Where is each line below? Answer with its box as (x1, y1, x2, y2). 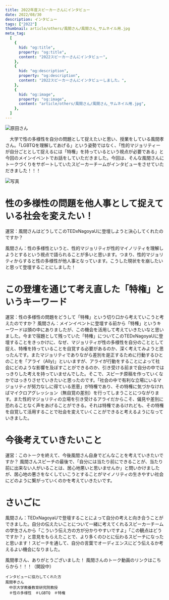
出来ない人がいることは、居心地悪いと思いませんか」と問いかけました (14, 465, 160, 471)
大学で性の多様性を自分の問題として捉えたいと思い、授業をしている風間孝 (9, 136, 164, 142)
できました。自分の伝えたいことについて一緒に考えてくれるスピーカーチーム (5, 521, 164, 527)
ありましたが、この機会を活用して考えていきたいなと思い (44, 326, 164, 332)
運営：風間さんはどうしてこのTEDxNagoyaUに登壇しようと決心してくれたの (5, 228, 164, 234)
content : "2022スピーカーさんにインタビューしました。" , (18, 78, 127, 83)
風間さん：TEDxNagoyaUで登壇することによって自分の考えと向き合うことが (5, 515, 164, 521)
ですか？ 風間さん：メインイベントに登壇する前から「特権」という (18, 320, 157, 326)
